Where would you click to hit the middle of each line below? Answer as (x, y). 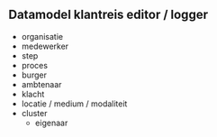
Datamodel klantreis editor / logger (108, 15)
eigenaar (51, 123)
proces (35, 65)
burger (34, 75)
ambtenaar (41, 84)
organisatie (42, 36)
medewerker (45, 46)
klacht (33, 94)
